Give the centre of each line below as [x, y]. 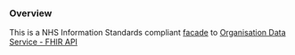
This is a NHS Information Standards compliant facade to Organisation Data [148, 33]
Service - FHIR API [44, 42]
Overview [31, 13]
